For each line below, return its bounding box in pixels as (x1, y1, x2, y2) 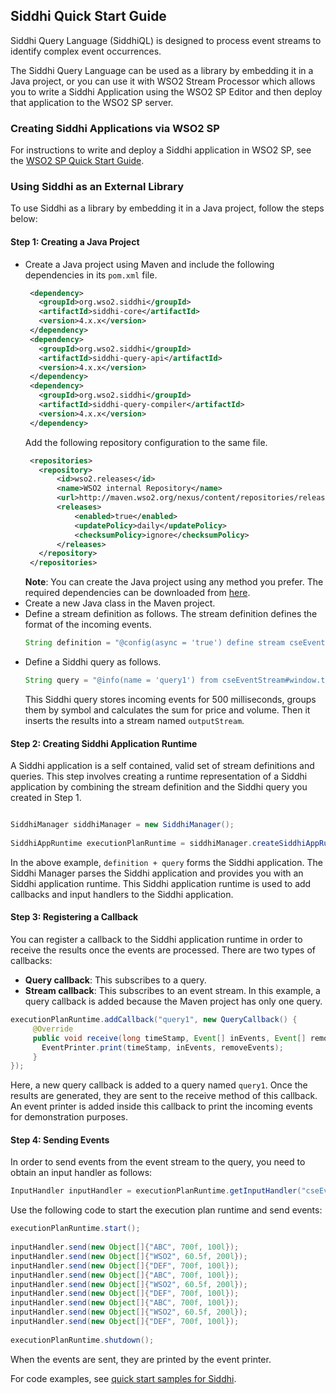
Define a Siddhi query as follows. (24, 656, 162, 668)
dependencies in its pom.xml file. (24, 269, 158, 281)
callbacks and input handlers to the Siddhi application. (10, 888, 234, 900)
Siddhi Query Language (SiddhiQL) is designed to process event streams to (10, 34, 322, 46)
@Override (32, 1024, 74, 1034)
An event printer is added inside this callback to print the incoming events (10, 1100, 313, 1113)
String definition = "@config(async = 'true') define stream (24, 638, 286, 648)
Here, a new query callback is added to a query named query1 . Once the (10, 1079, 308, 1091)
